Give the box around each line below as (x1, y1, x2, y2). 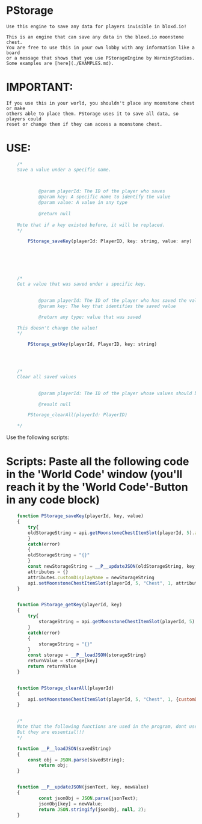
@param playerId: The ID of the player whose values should (38, 390, 192, 396)
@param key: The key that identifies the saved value (38, 303, 176, 309)
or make (6, 105, 26, 111)
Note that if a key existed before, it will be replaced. (17, 222, 165, 228)
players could (6, 115, 42, 122)
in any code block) (6, 493, 100, 507)
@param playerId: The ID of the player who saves (38, 188, 165, 194)
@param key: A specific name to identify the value (38, 194, 171, 200)
